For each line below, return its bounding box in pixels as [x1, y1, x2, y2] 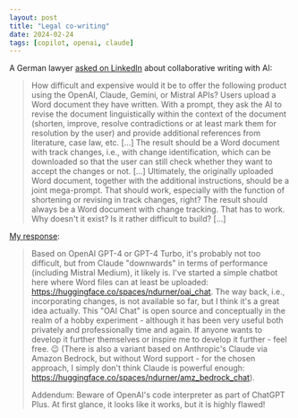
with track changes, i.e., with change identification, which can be [30, 147, 271, 158]
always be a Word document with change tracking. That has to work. [30, 204, 285, 215]
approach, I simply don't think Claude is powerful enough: [30, 362, 245, 373]
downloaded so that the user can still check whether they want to [30, 156, 273, 167]
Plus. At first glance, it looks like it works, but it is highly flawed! [30, 399, 266, 410]
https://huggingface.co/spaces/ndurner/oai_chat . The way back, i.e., [30, 286, 285, 297]
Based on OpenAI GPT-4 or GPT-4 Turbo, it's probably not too [30, 248, 261, 259]
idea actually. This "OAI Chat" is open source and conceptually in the [30, 306, 286, 317]
